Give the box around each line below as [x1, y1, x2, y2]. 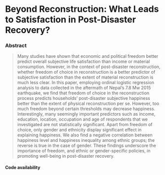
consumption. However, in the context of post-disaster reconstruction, [17, 64, 161, 70]
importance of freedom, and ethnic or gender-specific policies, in [17, 148, 151, 154]
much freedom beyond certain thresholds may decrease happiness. [17, 106, 156, 112]
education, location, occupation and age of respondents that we [17, 116, 148, 122]
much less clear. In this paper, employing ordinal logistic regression [17, 80, 155, 86]
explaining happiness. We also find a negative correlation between [17, 132, 153, 138]
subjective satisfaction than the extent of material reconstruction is [17, 74, 154, 80]
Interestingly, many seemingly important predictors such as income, [17, 111, 156, 117]
